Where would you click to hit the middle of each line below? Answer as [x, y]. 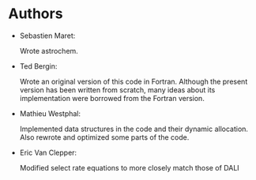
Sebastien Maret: [47, 36]
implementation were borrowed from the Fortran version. [112, 98]
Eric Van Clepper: [48, 152]
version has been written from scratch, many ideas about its [117, 90]
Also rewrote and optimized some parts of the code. [104, 137]
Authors [36, 14]
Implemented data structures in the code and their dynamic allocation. [134, 129]
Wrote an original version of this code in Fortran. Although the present [134, 81]
